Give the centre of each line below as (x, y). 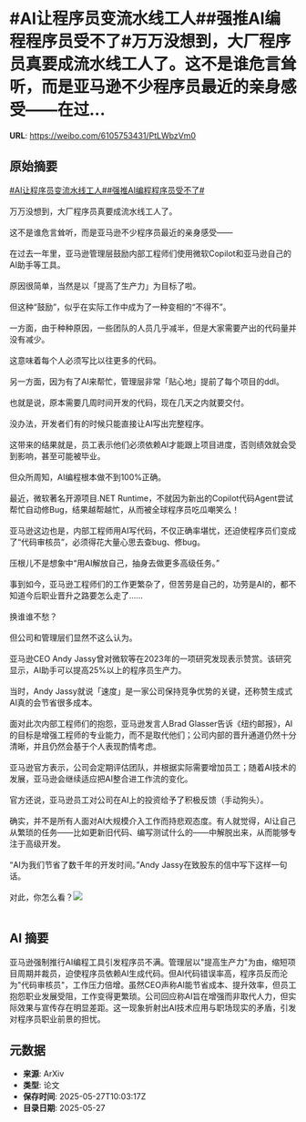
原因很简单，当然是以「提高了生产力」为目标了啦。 (105, 286)
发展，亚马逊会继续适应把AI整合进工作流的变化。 (101, 779)
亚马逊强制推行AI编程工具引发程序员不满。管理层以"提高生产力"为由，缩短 (149, 962)
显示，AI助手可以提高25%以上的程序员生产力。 (98, 669)
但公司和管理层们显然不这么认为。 (73, 637)
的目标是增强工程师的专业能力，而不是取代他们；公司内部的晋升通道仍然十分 (153, 735)
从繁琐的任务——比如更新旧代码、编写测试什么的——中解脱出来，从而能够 (149, 832)
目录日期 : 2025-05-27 (64, 1108)
